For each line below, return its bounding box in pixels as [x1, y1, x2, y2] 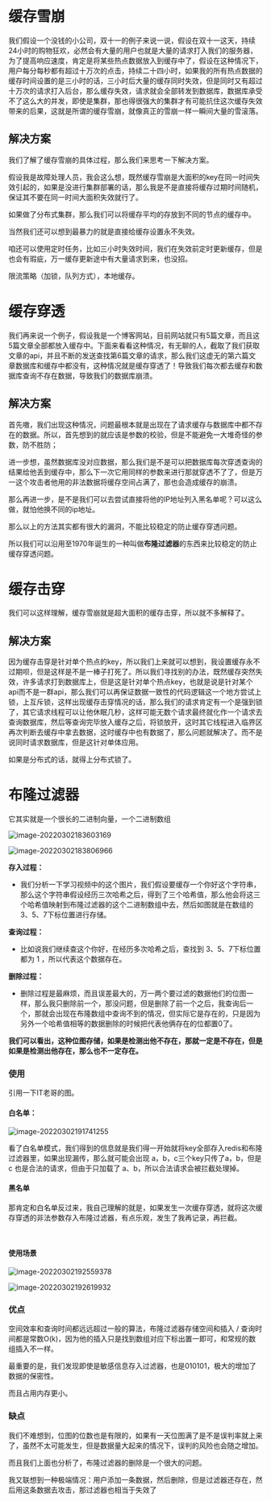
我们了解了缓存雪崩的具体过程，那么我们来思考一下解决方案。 [8, 155, 214, 165]
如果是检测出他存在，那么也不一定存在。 [8, 1046, 143, 1056]
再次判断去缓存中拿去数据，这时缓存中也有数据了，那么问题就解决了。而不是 [8, 728, 263, 737]
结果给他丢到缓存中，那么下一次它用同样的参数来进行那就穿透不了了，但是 [8, 467, 256, 477]
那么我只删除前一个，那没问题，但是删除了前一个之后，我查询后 [34, 999, 247, 1008]
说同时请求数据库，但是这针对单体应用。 [8, 737, 143, 747]
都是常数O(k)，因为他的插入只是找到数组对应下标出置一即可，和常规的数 [15, 1334, 256, 1344]
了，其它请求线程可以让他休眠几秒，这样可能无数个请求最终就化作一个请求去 [8, 707, 263, 717]
